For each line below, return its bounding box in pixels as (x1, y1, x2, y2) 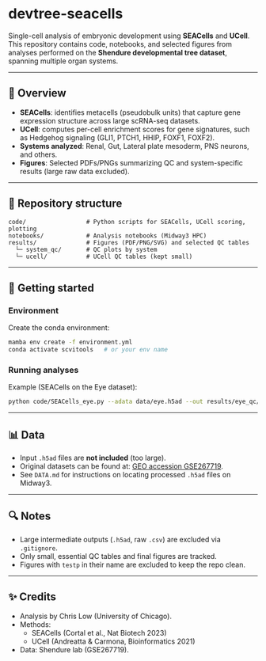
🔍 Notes (8, 510, 51, 523)
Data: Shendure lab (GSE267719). (19, 644, 129, 654)
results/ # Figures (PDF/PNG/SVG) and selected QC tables (8, 238, 249, 246)
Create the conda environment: (8, 323, 110, 332)
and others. (19, 150, 58, 159)
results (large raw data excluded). (19, 166, 130, 176)
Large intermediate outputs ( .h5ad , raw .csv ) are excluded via (19, 534, 222, 544)
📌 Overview (8, 86, 66, 100)
